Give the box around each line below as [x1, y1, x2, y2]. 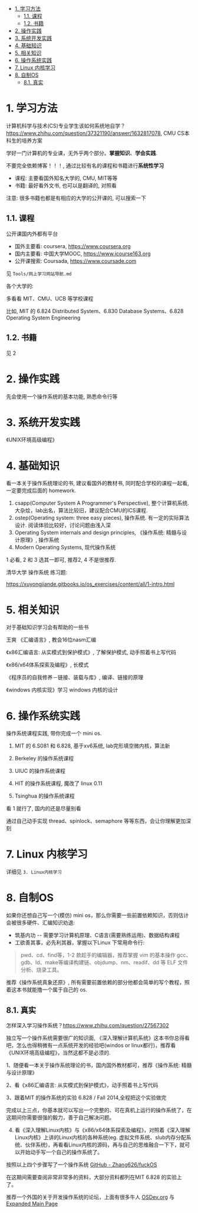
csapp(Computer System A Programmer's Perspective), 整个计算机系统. [14, 500, 190, 507]
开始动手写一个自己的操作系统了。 [19, 1148, 103, 1155]
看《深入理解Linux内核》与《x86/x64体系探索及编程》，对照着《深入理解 [14, 1126, 190, 1133]
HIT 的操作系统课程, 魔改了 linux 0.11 [14, 780, 103, 787]
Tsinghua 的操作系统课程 [14, 792, 75, 800]
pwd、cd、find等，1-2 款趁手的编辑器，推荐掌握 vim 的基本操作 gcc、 [20, 951, 192, 959]
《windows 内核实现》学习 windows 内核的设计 [6, 686, 118, 694]
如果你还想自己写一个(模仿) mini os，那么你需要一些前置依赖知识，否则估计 [6, 912, 189, 919]
